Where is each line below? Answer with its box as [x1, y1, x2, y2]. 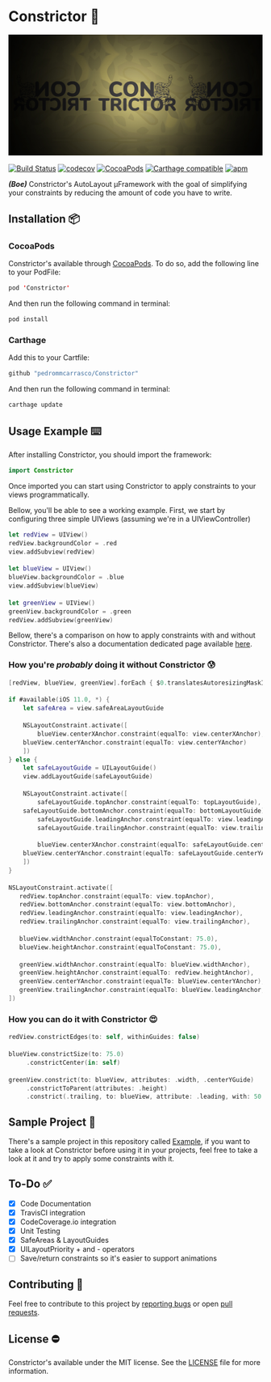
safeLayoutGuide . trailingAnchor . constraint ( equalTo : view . [37, 824, 240, 832]
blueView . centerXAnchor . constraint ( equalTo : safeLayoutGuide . [37, 841, 251, 849]
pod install [8, 316, 48, 324]
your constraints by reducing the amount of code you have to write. [8, 188, 232, 197]
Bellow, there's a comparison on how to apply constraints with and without [8, 630, 256, 640]
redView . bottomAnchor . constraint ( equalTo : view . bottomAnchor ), [19, 901, 236, 909]
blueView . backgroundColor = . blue [8, 574, 125, 582]
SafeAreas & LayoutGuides [19, 1236, 109, 1245]
